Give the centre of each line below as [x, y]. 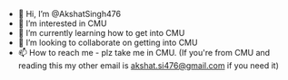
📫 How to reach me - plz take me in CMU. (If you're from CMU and [144, 53]
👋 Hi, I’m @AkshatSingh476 [69, 14]
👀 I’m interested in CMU [62, 23]
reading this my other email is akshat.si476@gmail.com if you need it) [148, 66]
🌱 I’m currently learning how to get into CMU [101, 33]
